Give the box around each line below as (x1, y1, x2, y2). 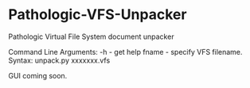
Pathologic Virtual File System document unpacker (8, 32, 174, 41)
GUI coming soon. (8, 71, 68, 80)
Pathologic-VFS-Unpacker (8, 6, 187, 24)
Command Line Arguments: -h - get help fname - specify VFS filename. (8, 47, 243, 56)
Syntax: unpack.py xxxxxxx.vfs (8, 55, 111, 65)
